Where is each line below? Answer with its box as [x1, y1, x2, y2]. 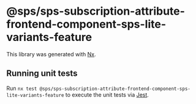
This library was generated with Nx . [6, 50, 96, 58]
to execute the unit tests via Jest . [65, 91, 149, 98]
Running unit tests [6, 69, 78, 79]
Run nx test [6, 84, 37, 92]
